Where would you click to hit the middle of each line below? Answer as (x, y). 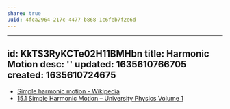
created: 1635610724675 (62, 75)
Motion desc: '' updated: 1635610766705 (97, 64)
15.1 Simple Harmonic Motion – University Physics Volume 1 (100, 99)
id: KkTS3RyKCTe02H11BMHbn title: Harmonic (108, 53)
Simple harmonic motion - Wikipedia (68, 91)
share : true (24, 13)
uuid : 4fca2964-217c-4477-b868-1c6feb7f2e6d (72, 20)
